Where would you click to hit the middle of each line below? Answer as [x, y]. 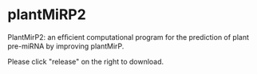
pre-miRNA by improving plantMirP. [66, 46]
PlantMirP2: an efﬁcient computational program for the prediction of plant [128, 37]
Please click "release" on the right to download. [86, 61]
